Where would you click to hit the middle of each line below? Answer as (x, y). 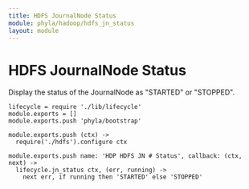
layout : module (34, 30)
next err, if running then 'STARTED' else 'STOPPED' (113, 177)
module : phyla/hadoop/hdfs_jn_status (71, 23)
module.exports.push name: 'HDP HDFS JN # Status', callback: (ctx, (125, 156)
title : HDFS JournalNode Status (62, 16)
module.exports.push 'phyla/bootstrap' (75, 121)
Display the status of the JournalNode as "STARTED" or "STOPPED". (122, 92)
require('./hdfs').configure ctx (71, 142)
